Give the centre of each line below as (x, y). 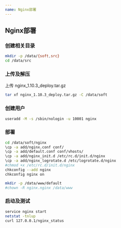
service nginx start (26, 211)
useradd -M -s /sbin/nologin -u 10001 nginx (51, 119)
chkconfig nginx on (25, 174)
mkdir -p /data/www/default (34, 183)
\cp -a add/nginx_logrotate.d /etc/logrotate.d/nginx (61, 161)
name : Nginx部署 (21, 10)
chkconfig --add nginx (28, 170)
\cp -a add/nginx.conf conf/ (35, 147)
